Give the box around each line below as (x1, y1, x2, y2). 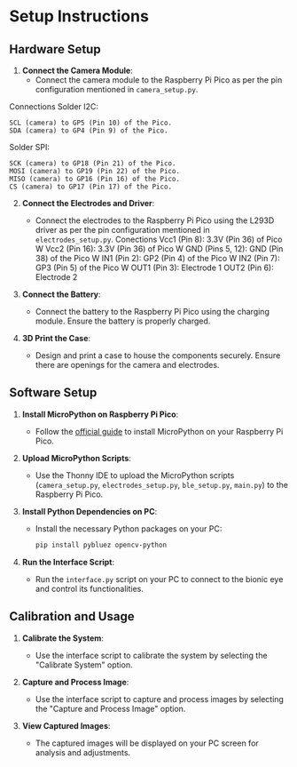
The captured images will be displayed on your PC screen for (35, 738, 259, 748)
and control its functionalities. (35, 583, 144, 594)
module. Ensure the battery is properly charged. (35, 316, 211, 326)
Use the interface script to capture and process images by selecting (35, 693, 284, 704)
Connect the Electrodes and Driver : (21, 198, 155, 208)
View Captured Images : (21, 720, 111, 731)
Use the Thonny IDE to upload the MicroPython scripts (35, 469, 235, 481)
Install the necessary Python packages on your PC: (35, 523, 223, 534)
